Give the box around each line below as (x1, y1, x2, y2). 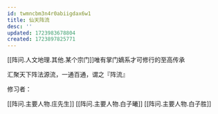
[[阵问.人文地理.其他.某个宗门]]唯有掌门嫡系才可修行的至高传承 (7, 56, 185, 64)
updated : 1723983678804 (7, 29, 76, 37)
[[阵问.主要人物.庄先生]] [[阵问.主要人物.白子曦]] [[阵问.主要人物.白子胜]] (7, 99, 212, 108)
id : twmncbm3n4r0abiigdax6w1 (7, 10, 91, 17)
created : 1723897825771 (7, 36, 76, 43)
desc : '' (7, 23, 33, 30)
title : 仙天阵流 (7, 17, 50, 23)
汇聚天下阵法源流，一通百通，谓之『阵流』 (7, 70, 129, 79)
